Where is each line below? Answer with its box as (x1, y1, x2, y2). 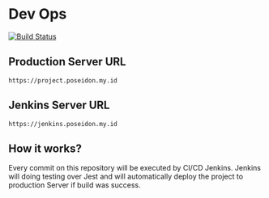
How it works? (8, 141, 83, 155)
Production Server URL (8, 55, 126, 69)
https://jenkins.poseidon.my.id (8, 120, 117, 128)
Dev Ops (8, 5, 67, 23)
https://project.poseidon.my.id (8, 76, 117, 85)
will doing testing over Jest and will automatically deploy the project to (8, 171, 244, 182)
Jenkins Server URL (8, 99, 110, 112)
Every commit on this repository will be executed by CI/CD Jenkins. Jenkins (8, 163, 262, 173)
